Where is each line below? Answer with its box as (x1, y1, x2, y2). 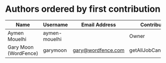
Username (42, 21, 68, 28)
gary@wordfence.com (72, 47, 125, 54)
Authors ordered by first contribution (5, 3, 161, 15)
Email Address (81, 21, 116, 28)
